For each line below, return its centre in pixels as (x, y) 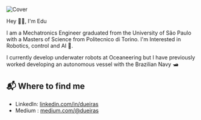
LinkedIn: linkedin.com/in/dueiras (57, 104)
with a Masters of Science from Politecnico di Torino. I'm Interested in (94, 39)
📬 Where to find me (46, 86)
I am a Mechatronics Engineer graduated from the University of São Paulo (99, 33)
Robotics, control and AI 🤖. (40, 46)
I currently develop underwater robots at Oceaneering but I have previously (101, 57)
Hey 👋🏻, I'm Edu (26, 21)
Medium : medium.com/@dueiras (57, 110)
